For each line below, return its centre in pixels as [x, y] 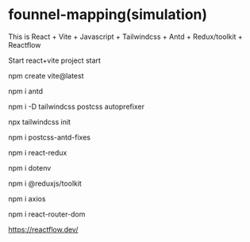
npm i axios [27, 198]
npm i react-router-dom [47, 214]
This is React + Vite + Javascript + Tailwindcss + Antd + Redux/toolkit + [126, 36]
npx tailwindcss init [40, 121]
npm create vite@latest [46, 75]
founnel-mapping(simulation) [108, 15]
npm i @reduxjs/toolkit [45, 183]
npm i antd [26, 91]
